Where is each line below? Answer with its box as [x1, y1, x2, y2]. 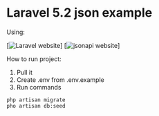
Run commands [16, 83, 62, 91]
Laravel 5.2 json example [6, 5, 153, 21]
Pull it [16, 68, 32, 76]
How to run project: [6, 54, 62, 63]
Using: [6, 28, 26, 36]
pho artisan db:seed [6, 102, 66, 109]
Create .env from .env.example [16, 75, 104, 84]
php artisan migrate [6, 96, 66, 103]
